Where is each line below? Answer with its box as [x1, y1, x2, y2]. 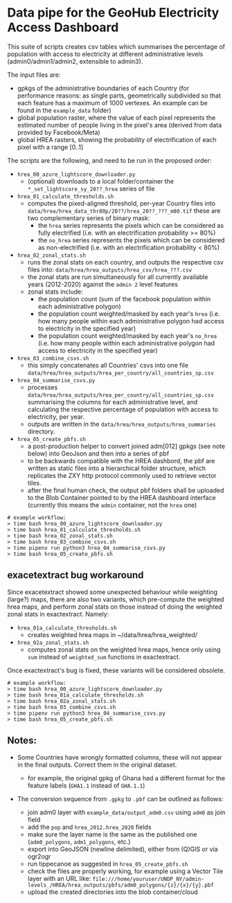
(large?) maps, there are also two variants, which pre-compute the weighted [7, 595, 224, 603]
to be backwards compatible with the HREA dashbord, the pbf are [27, 456, 215, 465]
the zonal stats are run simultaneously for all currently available [27, 272, 208, 281]
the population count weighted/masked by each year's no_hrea [37, 331, 217, 340]
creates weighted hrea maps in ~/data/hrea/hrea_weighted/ [27, 630, 198, 638]
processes [27, 383, 58, 391]
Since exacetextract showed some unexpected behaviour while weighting [7, 587, 218, 596]
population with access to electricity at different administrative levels [7, 50, 204, 58]
